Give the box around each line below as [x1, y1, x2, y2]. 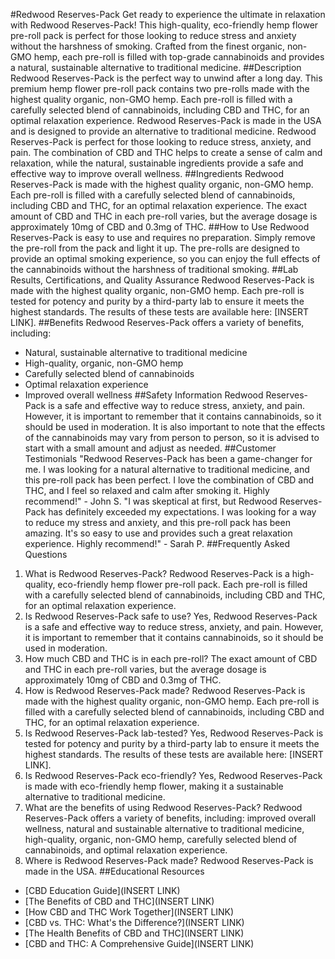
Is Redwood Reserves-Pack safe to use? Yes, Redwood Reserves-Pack [24, 610, 318, 622]
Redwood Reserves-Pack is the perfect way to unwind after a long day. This [10, 72, 323, 84]
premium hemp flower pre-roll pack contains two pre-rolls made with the [10, 83, 310, 94]
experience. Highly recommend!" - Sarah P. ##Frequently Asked [24, 538, 290, 549]
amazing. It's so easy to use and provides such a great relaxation [24, 527, 293, 539]
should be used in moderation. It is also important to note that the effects [24, 421, 326, 433]
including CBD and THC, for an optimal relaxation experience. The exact [10, 200, 308, 211]
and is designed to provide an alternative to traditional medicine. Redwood [10, 125, 317, 137]
